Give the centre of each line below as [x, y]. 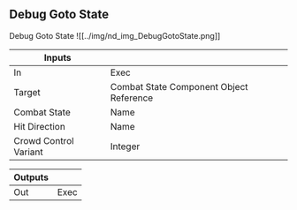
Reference [132, 98]
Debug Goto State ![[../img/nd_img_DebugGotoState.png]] [115, 35]
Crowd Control [44, 140]
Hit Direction [40, 126]
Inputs [58, 57]
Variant [28, 152]
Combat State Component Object [179, 86]
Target [27, 92]
